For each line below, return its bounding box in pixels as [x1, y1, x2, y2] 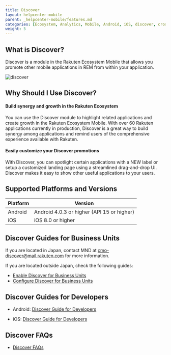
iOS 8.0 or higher [34, 216, 75, 224]
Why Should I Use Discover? [5, 89, 97, 97]
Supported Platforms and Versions [5, 184, 118, 194]
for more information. [65, 253, 109, 259]
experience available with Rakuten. [5, 136, 78, 142]
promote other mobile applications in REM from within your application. [5, 64, 154, 70]
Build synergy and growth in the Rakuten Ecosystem [5, 103, 119, 109]
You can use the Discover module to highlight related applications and [5, 114, 152, 120]
